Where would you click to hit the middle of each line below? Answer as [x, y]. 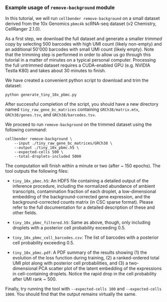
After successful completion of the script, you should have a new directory [82, 104]
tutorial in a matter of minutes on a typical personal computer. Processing [81, 60]
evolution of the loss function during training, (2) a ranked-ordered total [86, 258]
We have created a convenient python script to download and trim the [77, 80]
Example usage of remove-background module [60, 8]
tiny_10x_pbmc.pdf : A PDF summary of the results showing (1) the [80, 252]
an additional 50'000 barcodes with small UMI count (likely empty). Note [80, 50]
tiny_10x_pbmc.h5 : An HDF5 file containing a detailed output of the [80, 181]
